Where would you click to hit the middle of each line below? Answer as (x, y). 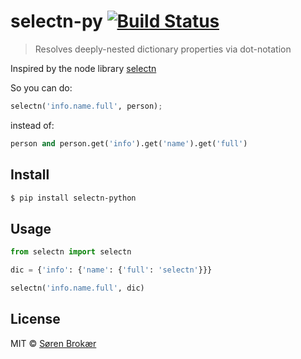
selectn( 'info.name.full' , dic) (77, 288)
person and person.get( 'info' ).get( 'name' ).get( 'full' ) (129, 143)
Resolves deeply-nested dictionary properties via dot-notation (163, 49)
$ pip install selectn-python (73, 198)
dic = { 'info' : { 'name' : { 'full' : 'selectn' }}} (111, 270)
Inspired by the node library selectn (83, 68)
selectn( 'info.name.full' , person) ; (86, 106)
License (35, 319)
